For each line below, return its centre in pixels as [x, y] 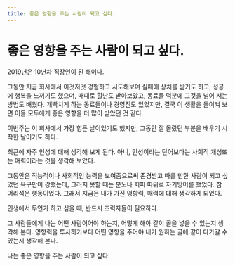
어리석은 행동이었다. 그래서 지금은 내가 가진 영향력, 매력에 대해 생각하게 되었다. [115, 193]
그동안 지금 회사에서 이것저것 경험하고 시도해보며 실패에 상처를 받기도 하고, [109, 87]
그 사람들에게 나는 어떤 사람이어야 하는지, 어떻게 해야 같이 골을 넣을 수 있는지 [112, 223]
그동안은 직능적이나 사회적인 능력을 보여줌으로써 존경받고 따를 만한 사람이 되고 [114, 175]
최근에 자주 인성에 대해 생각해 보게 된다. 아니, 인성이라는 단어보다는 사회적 [108, 151]
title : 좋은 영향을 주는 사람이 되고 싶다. [61, 14]
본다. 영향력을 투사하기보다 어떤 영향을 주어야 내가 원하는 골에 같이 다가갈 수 [124, 232]
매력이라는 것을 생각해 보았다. [55, 160]
